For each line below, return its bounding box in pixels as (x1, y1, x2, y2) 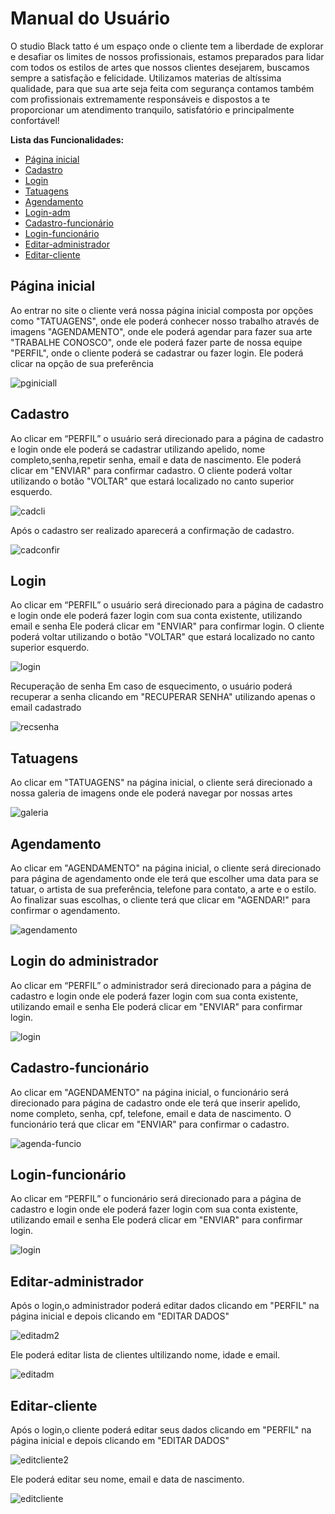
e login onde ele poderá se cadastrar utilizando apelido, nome (10, 443, 266, 455)
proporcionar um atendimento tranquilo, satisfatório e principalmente (10, 103, 295, 116)
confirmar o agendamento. (10, 905, 121, 916)
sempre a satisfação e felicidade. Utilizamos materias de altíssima (10, 72, 282, 84)
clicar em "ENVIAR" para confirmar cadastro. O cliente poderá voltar (10, 464, 293, 476)
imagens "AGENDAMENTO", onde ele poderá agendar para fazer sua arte (10, 325, 313, 337)
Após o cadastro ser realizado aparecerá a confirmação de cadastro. (10, 524, 295, 536)
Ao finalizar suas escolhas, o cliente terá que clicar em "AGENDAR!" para (10, 894, 311, 906)
